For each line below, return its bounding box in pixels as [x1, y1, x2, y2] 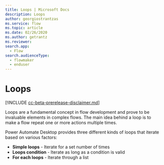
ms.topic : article [5, 26, 43, 31]
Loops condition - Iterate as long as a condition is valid [12, 149, 125, 155]
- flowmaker [9, 58, 35, 63]
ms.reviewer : [5, 39, 32, 44]
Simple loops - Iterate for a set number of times [12, 144, 110, 150]
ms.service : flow [5, 21, 41, 26]
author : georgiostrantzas [5, 16, 58, 21]
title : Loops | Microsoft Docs [5, 7, 70, 12]
